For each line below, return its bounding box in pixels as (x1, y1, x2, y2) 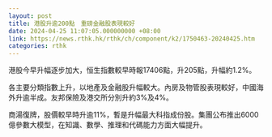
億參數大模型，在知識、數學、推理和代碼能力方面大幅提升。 (8, 120, 207, 130)
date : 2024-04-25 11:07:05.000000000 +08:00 (8, 27, 161, 35)
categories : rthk (8, 42, 67, 50)
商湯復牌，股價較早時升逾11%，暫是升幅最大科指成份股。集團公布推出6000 (8, 110, 259, 120)
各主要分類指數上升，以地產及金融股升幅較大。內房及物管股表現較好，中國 (8, 83, 257, 92)
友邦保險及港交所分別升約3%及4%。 (50, 92, 174, 102)
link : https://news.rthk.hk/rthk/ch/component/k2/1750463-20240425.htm (8, 34, 255, 43)
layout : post (8, 11, 53, 20)
